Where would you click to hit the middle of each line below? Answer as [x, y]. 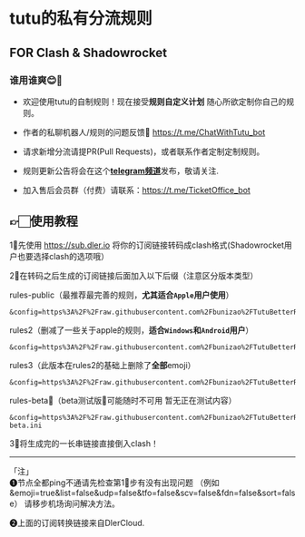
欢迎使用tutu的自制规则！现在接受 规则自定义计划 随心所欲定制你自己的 [154, 102]
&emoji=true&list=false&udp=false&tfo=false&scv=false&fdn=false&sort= [146, 493]
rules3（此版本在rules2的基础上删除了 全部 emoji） [103, 365]
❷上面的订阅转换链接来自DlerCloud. [77, 522]
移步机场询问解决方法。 [76, 503]
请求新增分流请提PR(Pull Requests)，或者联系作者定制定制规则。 [143, 151]
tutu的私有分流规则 [81, 19]
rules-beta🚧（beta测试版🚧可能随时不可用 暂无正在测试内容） [123, 400]
